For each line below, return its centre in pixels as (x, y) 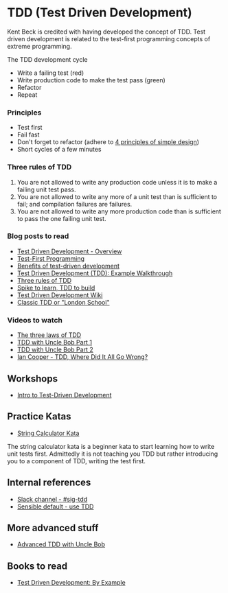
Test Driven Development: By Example (71, 583)
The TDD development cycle (47, 59)
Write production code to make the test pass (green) (91, 80)
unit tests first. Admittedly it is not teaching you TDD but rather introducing (113, 454)
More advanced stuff (53, 527)
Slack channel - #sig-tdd (52, 499)
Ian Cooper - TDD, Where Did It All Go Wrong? (82, 357)
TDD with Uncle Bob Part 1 (55, 342)
